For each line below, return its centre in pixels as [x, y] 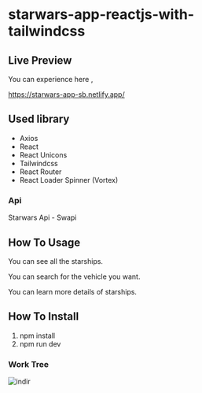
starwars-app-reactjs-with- [101, 15]
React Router [40, 172]
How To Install [44, 317]
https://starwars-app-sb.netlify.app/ [66, 95]
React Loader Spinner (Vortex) [69, 180]
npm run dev [40, 343]
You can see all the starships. [56, 261]
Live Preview [40, 60]
